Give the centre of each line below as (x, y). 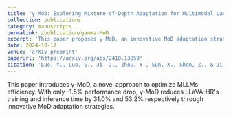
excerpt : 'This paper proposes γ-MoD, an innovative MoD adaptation (107, 39)
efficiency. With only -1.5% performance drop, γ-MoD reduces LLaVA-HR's (113, 92)
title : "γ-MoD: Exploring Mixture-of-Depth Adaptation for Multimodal (110, 13)
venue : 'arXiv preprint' (43, 52)
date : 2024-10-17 (32, 45)
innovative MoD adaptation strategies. (61, 106)
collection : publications (44, 20)
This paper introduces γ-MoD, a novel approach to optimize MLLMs (103, 84)
